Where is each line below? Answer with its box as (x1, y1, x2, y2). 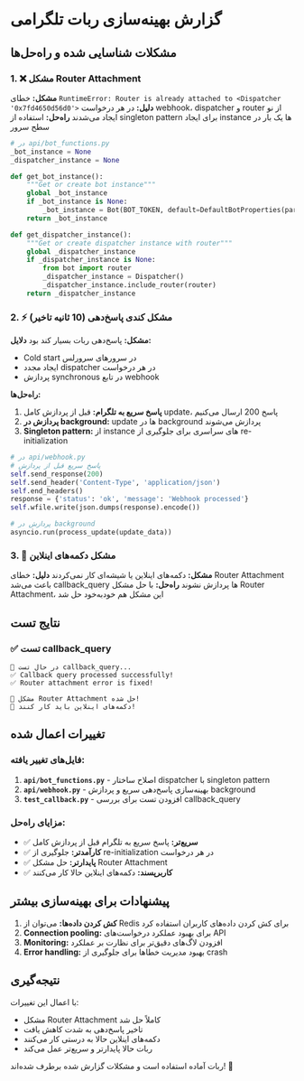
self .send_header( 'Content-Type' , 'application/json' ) (10, 478, 221, 487)
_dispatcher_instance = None (10, 155, 120, 164)
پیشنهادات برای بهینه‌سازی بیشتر (10, 894, 170, 909)
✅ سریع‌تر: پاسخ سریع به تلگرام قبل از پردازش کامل (23, 836, 198, 847)
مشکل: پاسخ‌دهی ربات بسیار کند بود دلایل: (10, 335, 152, 346)
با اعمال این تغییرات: (10, 996, 79, 1007)
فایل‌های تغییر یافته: (10, 754, 85, 767)
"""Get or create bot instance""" (26, 181, 156, 190)
